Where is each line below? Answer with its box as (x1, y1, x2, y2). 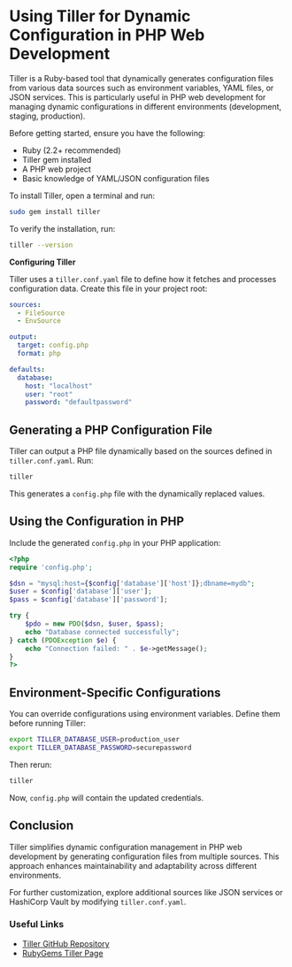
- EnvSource (17, 317, 62, 326)
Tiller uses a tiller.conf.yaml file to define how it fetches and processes (9, 273, 277, 284)
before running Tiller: (9, 718, 86, 729)
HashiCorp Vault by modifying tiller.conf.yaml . (9, 896, 187, 907)
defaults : (9, 365, 46, 373)
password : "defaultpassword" (25, 398, 133, 407)
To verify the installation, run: (9, 223, 116, 234)
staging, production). (9, 111, 86, 121)
